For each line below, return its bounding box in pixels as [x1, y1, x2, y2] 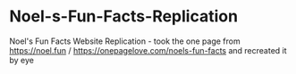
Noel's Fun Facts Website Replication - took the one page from [9, 36, 241, 46]
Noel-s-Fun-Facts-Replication [9, 6, 239, 27]
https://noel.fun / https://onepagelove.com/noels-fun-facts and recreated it [9, 45, 288, 55]
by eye [9, 54, 34, 65]
